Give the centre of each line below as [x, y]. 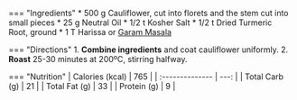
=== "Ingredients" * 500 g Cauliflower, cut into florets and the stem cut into [148, 13]
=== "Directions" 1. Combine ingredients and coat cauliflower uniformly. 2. [148, 50]
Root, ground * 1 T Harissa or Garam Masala [90, 32]
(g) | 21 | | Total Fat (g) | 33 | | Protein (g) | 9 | [92, 86]
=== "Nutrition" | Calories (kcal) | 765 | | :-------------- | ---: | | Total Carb [146, 77]
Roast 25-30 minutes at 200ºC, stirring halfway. [98, 59]
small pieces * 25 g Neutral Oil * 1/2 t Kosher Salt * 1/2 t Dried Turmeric [140, 23]
